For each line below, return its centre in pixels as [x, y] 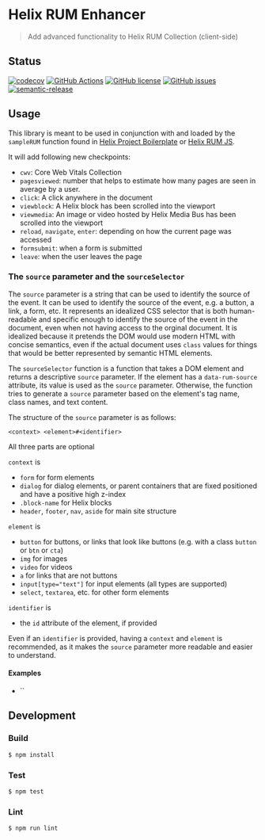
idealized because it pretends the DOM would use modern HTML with [122, 336]
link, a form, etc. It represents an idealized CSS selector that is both [118, 311]
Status [25, 61]
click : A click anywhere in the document [86, 197]
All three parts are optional [51, 446]
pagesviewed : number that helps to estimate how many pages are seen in [138, 181]
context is [25, 462]
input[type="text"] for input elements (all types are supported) [123, 583]
